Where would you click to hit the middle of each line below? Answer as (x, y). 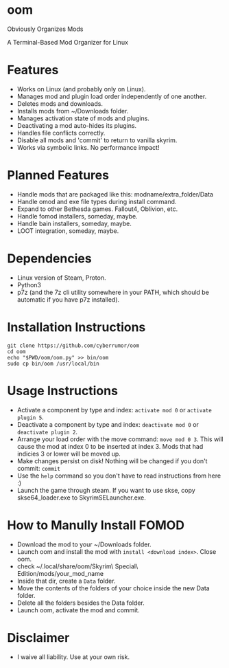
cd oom (16, 352)
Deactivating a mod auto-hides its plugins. (77, 125)
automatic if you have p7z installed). (68, 299)
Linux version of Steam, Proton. (61, 278)
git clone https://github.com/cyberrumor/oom (73, 346)
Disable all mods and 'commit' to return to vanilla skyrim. (97, 140)
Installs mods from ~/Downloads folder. (73, 111)
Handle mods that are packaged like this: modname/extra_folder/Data (115, 194)
